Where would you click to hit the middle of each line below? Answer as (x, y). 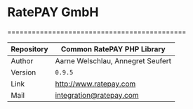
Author (22, 60)
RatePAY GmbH (53, 12)
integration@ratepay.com (97, 95)
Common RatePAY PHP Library (113, 49)
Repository (29, 49)
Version (24, 72)
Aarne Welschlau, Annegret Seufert (113, 60)
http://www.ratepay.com (95, 84)
